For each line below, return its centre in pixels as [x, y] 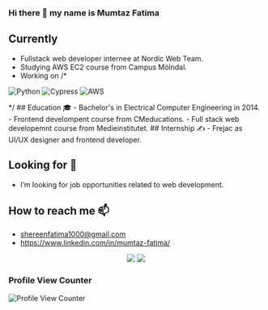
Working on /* [43, 75]
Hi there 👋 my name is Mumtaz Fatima [84, 13]
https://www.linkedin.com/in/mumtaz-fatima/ [95, 243]
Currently [33, 39]
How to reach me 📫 [59, 210]
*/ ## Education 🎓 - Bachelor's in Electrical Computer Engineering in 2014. [134, 107]
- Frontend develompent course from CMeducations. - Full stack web [124, 119]
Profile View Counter [50, 280]
